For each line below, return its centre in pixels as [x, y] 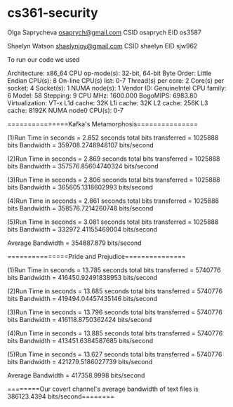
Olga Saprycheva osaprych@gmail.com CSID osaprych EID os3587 [105, 32]
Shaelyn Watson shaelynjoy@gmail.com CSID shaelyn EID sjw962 [102, 46]
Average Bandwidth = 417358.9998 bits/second [76, 375]
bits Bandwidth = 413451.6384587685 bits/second [80, 340]
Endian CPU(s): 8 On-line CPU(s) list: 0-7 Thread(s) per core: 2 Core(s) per [116, 80]
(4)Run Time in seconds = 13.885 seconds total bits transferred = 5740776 [115, 333]
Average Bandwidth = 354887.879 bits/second [74, 243]
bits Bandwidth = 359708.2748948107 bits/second [80, 145]
